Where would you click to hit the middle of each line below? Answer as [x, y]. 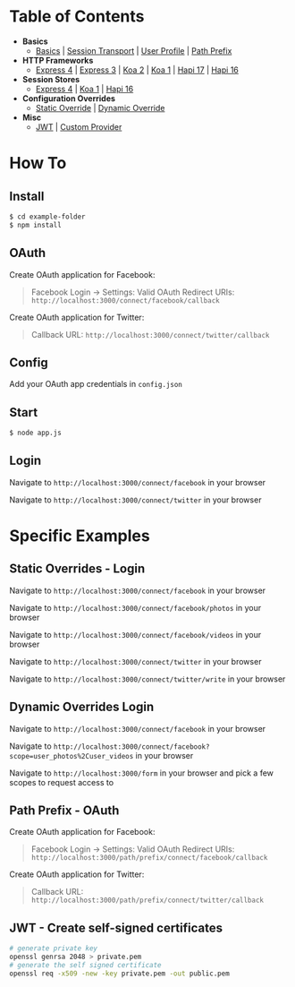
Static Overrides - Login [77, 569]
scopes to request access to [62, 782]
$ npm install [36, 225]
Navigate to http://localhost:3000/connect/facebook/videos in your [135, 634]
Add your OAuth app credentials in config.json [96, 384]
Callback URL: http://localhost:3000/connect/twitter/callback [150, 334]
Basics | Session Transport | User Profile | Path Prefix [134, 50]
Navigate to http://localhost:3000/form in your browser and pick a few [142, 773]
